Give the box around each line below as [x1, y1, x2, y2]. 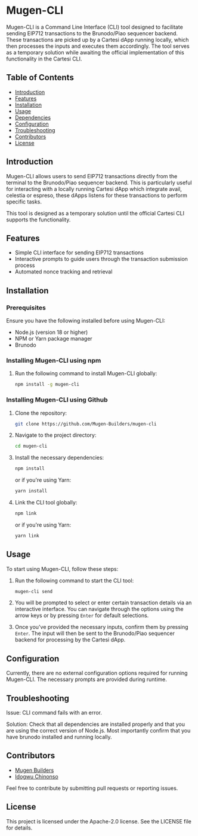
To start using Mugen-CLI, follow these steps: [6, 565, 119, 572]
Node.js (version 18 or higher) [14, 329, 88, 336]
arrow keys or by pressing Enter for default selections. [14, 612, 149, 619]
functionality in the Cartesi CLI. [6, 55, 82, 62]
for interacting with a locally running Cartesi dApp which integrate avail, [6, 185, 182, 192]
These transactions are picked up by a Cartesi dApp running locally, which [6, 36, 189, 43]
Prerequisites [6, 303, 46, 312]
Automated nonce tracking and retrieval [14, 268, 113, 275]
